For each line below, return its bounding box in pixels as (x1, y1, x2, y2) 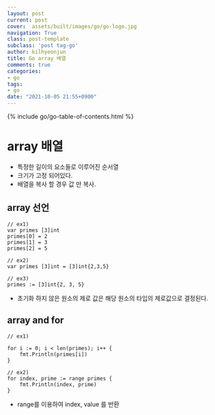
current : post (7, 17, 48, 23)
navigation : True (7, 29, 57, 37)
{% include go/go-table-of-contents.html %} (7, 112, 134, 121)
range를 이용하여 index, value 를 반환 (17, 400, 119, 408)
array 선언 (7, 202, 50, 214)
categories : (7, 68, 41, 74)
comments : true (7, 61, 51, 68)
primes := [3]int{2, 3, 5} (7, 281, 85, 288)
